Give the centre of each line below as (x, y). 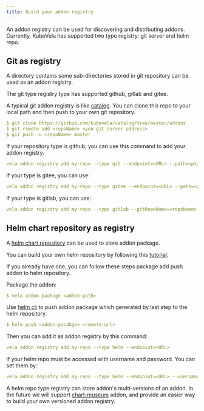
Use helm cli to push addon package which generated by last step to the (97, 307)
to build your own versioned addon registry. (61, 401)
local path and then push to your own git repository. (71, 112)
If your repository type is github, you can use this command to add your (96, 146)
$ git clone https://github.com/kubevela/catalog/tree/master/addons (96, 123)
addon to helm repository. (39, 273)
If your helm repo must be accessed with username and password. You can (101, 359)
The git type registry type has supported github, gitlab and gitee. (87, 94)
